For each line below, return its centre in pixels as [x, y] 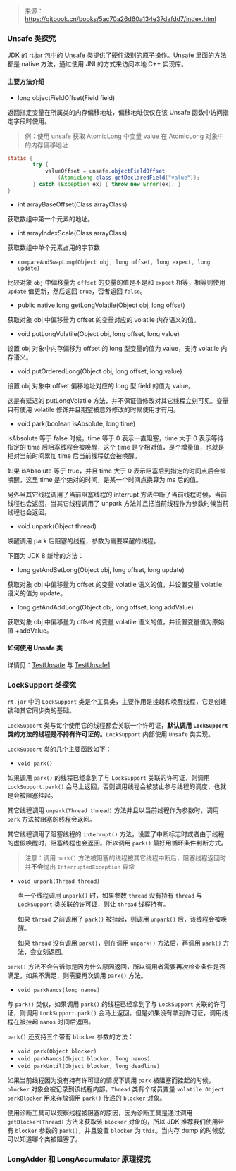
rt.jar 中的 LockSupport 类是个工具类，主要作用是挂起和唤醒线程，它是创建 [117, 702]
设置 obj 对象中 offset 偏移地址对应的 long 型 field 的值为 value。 [101, 385]
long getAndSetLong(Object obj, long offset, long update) [101, 569]
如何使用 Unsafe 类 [35, 648]
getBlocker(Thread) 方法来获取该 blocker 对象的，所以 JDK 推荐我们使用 [113, 1122]
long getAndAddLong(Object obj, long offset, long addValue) [105, 607]
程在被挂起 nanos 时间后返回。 [51, 1022]
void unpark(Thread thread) [58, 881]
